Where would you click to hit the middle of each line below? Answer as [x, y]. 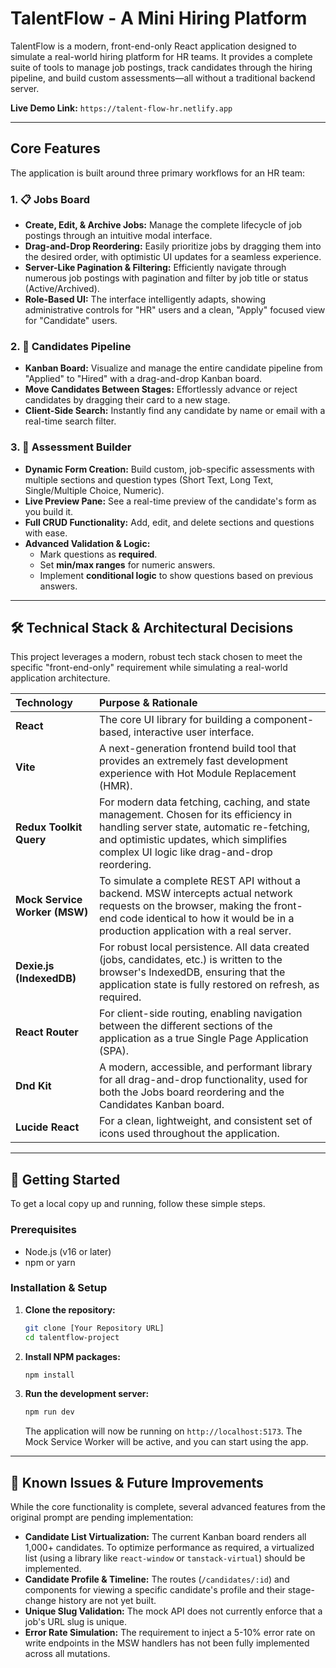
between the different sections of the [185, 1026]
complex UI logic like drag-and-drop [185, 852]
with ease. [46, 533]
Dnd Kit [33, 1086]
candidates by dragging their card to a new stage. [127, 400]
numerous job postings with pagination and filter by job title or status [166, 278]
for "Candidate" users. [71, 321]
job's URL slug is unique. [76, 1622]
